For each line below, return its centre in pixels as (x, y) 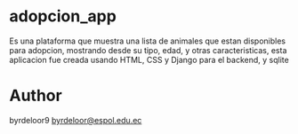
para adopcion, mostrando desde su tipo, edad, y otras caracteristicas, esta (148, 50)
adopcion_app (63, 16)
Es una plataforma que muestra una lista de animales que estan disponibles (148, 41)
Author (36, 96)
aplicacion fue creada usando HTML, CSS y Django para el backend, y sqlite (149, 59)
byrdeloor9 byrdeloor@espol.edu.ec (76, 120)
